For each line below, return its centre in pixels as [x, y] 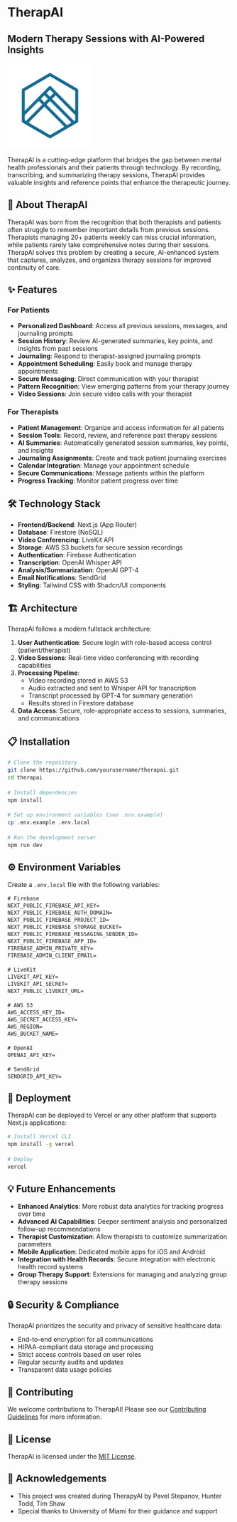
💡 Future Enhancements [61, 1189]
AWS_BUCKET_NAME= [33, 1034]
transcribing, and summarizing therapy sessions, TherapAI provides [106, 175]
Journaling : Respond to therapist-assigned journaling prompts [109, 356]
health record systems [50, 1266]
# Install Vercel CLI [39, 1137]
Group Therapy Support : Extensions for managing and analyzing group [122, 1274]
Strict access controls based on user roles [79, 1355]
